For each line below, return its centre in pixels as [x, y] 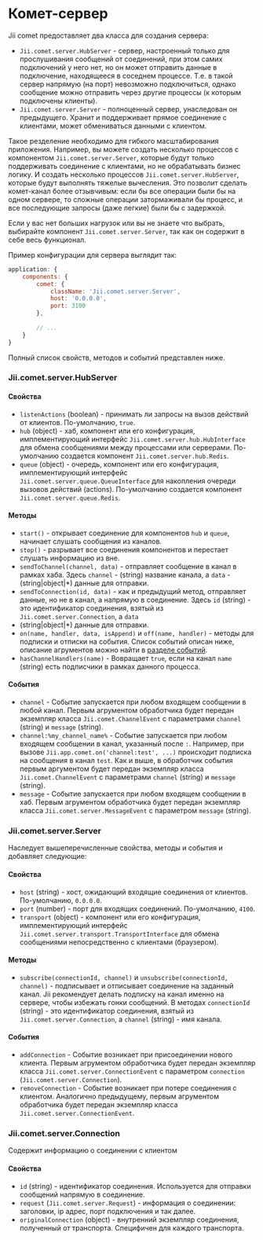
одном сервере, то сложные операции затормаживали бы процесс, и [126, 199]
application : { [33, 269]
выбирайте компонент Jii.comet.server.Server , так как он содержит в [126, 231]
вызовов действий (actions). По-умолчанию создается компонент [131, 489]
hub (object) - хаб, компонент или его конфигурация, [107, 431]
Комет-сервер [58, 14]
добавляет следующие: [47, 857]
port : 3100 [68, 306]
